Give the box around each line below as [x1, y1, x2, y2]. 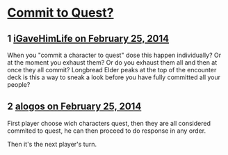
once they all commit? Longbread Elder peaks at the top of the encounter [7, 66, 217, 74]
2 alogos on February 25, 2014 [7, 101, 142, 113]
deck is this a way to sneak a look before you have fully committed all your [7, 73, 221, 81]
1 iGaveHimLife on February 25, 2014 [7, 33, 170, 44]
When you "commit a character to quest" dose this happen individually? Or [7, 51, 221, 59]
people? [7, 81, 31, 88]
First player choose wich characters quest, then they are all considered [7, 119, 211, 127]
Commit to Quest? [7, 5, 114, 21]
